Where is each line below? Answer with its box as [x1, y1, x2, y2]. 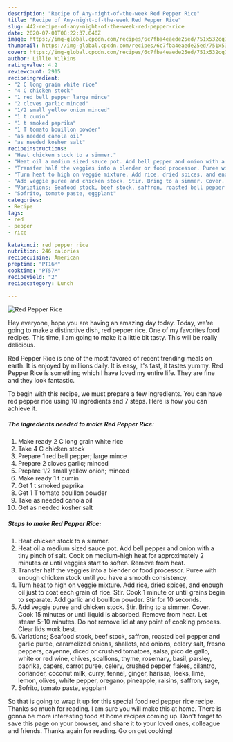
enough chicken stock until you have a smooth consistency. [17, 574, 189, 582]
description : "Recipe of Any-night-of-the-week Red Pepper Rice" [8, 10, 200, 17]
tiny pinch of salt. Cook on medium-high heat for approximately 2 [17, 552, 205, 560]
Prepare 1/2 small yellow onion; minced [17, 467, 130, 475]
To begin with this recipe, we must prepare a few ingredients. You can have [8, 389, 223, 398]
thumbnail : [8, 42, 39, 49]
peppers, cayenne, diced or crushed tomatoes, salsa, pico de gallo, [17, 647, 210, 655]
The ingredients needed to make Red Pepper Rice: [8, 420, 155, 428]
